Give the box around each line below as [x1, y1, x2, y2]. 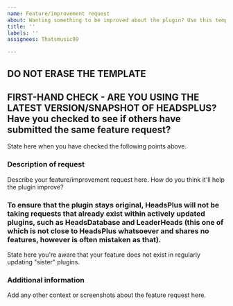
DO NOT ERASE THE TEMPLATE [7, 67, 147, 80]
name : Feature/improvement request [7, 10, 110, 17]
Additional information [7, 275, 85, 284]
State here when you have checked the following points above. [7, 142, 187, 151]
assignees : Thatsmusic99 [7, 36, 79, 43]
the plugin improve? [7, 182, 64, 191]
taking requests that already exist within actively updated [7, 209, 206, 219]
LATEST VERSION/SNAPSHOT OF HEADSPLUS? [7, 102, 217, 114]
